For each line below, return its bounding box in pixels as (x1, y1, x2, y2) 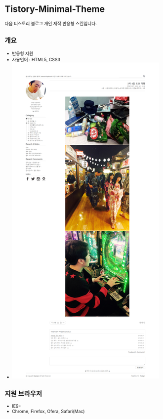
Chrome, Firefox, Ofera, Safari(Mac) (11, 408, 85, 414)
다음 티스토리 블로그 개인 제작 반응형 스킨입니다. (4, 20, 97, 26)
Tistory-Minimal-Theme (4, 3, 105, 15)
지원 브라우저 (4, 389, 42, 398)
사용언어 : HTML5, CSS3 (11, 56, 60, 62)
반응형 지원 (11, 50, 34, 56)
